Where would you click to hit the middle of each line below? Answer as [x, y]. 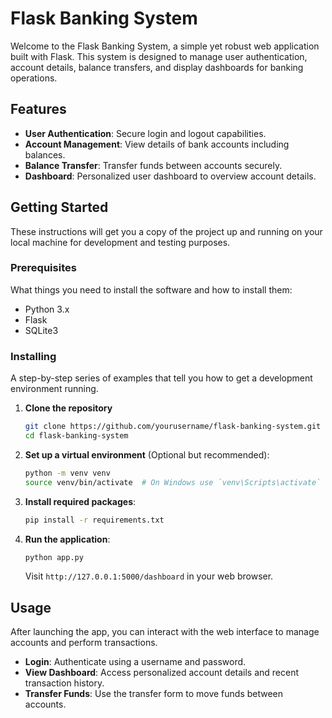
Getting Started [59, 207]
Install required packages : [80, 501]
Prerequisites [43, 268]
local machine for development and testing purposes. [120, 242]
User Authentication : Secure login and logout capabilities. [145, 133]
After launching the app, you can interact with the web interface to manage [165, 632]
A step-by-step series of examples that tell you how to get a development [161, 378]
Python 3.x [47, 309]
